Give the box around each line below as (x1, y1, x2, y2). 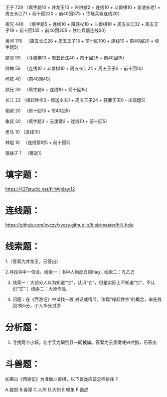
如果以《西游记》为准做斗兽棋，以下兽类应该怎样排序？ (5, 376, 119, 382)
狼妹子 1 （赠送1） (5, 150, 45, 156)
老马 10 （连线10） (5, 129, 43, 134)
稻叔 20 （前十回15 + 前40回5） (5, 108, 73, 114)
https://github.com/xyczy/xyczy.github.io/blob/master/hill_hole (5, 222, 134, 228)
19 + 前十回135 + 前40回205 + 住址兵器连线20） (9, 27, 109, 33)
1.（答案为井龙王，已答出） (5, 258, 61, 264)
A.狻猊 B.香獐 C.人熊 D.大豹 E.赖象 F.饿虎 (5, 387, 89, 393)
